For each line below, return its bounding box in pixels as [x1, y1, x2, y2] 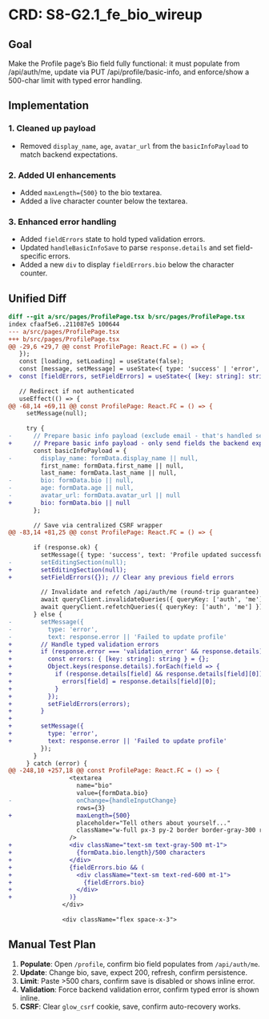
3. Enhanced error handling [8, 216, 117, 227]
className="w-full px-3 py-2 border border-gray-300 [76, 826, 256, 834]
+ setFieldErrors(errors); [8, 700, 130, 708]
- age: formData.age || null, [8, 484, 134, 492]
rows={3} [76, 804, 106, 812]
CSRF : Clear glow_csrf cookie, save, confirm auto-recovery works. [19, 1001, 241, 1011]
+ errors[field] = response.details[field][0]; [8, 677, 217, 685]
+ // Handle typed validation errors [8, 640, 159, 648]
